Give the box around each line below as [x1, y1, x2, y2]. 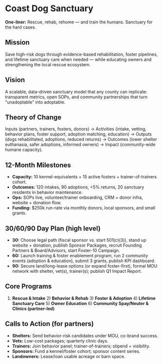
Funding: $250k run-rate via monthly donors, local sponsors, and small [12, 205, 156, 211]
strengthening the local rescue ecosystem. [5, 61, 91, 67]
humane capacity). [5, 147, 43, 153]
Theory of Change [5, 113, 62, 121]
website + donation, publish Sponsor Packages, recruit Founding [12, 242, 142, 248]
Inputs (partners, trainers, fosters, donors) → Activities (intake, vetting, [5, 126, 147, 132]
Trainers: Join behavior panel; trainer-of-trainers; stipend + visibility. [12, 343, 150, 349]
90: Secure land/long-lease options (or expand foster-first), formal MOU [12, 263, 158, 268]
